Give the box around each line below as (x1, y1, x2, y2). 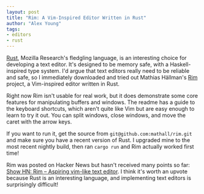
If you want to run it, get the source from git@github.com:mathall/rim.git (6, 130, 192, 137)
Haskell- (170, 61, 191, 68)
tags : (6, 26, 20, 32)
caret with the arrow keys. (6, 118, 72, 125)
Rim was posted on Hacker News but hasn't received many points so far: (6, 162, 190, 168)
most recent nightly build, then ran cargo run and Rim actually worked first (6, 143, 194, 150)
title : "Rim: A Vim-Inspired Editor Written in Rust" (6, 15, 147, 21)
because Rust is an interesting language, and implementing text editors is (6, 174, 192, 181)
